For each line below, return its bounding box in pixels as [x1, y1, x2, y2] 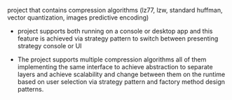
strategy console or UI [17, 42, 82, 50]
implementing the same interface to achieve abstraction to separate [17, 63, 213, 71]
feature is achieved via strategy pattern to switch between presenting [17, 34, 219, 43]
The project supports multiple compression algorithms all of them [17, 55, 207, 64]
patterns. [17, 85, 44, 93]
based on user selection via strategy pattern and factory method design [17, 78, 226, 86]
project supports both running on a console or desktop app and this [17, 27, 213, 35]
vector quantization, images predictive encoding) [7, 13, 149, 22]
